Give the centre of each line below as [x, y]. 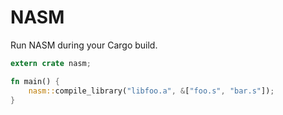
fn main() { [35, 81]
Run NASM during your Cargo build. [84, 45]
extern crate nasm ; [51, 63]
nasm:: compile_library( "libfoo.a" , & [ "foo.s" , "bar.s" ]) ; [151, 91]
